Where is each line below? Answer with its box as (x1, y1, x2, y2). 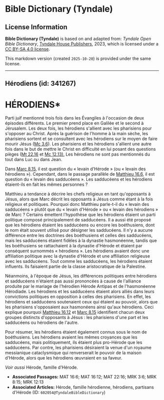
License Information (5, 23, 67, 31)
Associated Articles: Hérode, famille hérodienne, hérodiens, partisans (12, 384, 154, 390)
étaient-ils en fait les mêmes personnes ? (5, 181, 88, 187)
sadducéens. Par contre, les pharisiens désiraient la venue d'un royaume (5, 345, 152, 351)
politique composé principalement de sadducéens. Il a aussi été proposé (5, 217, 151, 223)
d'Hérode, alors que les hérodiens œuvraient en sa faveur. (5, 355, 123, 361)
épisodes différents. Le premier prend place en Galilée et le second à (5, 120, 144, 126)
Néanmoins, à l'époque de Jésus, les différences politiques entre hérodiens (5, 273, 157, 279)
